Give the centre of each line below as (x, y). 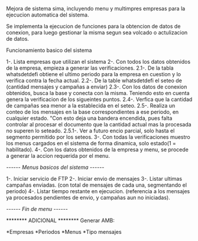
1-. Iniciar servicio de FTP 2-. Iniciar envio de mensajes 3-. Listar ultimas (94, 179)
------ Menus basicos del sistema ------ (55, 167)
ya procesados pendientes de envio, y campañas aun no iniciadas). (88, 198)
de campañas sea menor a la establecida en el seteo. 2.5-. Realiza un (91, 105)
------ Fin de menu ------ (37, 209)
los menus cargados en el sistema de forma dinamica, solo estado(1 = (91, 143)
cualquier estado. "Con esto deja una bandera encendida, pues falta (89, 118)
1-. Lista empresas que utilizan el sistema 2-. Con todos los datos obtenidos (98, 62)
